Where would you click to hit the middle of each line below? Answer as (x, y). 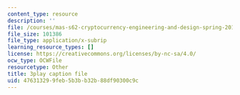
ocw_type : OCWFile (35, 61)
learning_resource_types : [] (51, 47)
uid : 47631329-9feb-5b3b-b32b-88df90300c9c (73, 80)
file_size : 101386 (35, 34)
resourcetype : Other (38, 67)
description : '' (31, 21)
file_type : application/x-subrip (57, 41)
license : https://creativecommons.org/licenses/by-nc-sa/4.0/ (102, 54)
